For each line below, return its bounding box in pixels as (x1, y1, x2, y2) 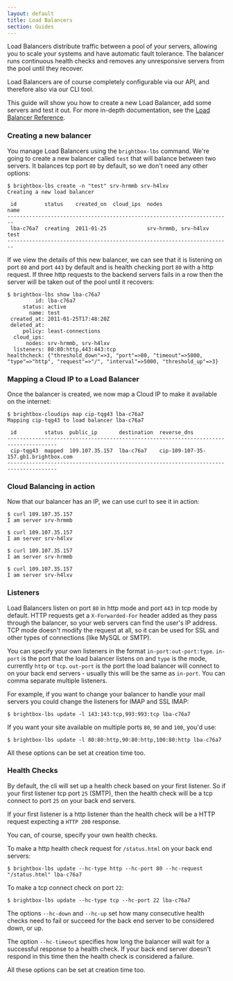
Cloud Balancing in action (7, 481, 96, 491)
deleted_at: (10, 321, 45, 328)
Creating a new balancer (7, 131, 92, 141)
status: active (22, 303, 67, 310)
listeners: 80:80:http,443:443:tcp (13, 346, 116, 353)
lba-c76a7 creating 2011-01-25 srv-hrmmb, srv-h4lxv (10, 225, 209, 232)
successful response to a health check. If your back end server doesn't (7, 944, 212, 953)
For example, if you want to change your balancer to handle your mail (7, 689, 206, 698)
